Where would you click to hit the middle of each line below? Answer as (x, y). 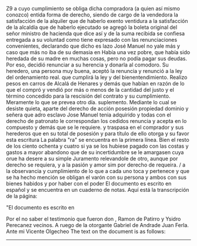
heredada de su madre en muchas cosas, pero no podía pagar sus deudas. (97, 59)
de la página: (22, 196)
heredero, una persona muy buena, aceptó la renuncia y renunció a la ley (94, 71)
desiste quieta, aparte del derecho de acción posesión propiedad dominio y (97, 109)
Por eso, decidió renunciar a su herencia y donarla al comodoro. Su (87, 65)
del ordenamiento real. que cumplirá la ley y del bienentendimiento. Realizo (97, 77)
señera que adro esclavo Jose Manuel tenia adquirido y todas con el (89, 115)
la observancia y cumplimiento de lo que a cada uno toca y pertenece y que (98, 171)
